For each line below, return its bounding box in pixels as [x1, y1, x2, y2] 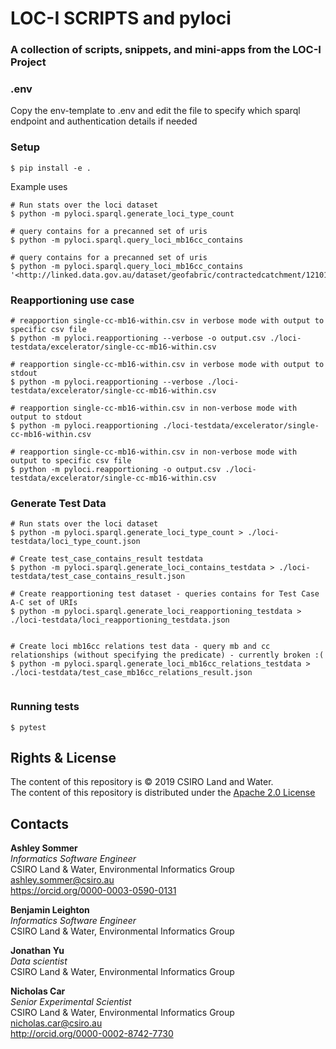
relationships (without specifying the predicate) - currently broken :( [10, 650, 325, 661]
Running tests [10, 700, 80, 714]
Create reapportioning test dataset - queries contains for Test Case [19, 589, 320, 599]
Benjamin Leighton [10, 904, 90, 916]
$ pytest [10, 722, 47, 732]
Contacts [10, 815, 70, 832]
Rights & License [10, 749, 117, 766]
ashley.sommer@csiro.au [10, 874, 115, 886]
